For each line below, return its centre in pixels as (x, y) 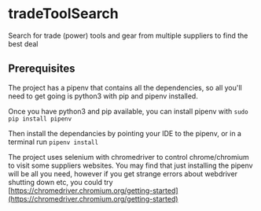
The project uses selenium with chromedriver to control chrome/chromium (129, 157)
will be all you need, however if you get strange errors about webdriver (123, 173)
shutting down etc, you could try (61, 182)
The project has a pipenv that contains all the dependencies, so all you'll (125, 87)
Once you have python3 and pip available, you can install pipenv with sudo (129, 111)
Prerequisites (42, 69)
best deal (23, 43)
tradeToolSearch (64, 14)
